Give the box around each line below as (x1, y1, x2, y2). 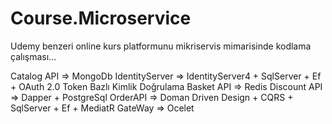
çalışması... (10, 50, 57, 62)
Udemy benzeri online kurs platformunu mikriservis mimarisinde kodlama (10, 40, 312, 52)
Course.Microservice (10, 7, 192, 30)
